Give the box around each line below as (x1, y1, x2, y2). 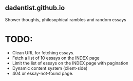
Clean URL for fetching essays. (12, 49, 75, 55)
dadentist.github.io (5, 4, 65, 12)
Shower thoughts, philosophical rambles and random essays (5, 16, 127, 22)
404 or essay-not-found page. (12, 70, 74, 76)
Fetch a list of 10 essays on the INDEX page (12, 55, 100, 61)
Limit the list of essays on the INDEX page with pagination (12, 60, 129, 66)
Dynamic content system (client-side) (12, 65, 88, 71)
